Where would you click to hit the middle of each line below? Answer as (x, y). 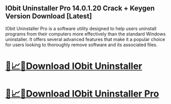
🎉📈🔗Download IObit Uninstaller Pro (82, 94)
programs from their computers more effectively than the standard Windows (86, 34)
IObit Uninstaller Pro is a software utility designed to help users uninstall (81, 28)
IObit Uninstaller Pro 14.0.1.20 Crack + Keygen (80, 8)
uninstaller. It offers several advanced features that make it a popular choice (85, 39)
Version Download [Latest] (49, 16)
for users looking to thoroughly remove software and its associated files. (81, 45)
